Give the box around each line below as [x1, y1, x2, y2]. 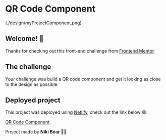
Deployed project [5, 96, 61, 104]
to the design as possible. [5, 81, 59, 87]
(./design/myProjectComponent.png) [5, 20, 82, 26]
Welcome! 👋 [5, 34, 44, 43]
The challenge [5, 63, 51, 71]
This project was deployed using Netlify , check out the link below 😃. [5, 109, 148, 115]
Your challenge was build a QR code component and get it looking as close [5, 76, 161, 82]
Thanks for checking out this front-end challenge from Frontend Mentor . [5, 48, 155, 54]
